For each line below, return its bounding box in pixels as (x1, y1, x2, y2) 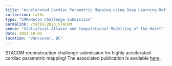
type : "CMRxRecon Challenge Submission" (5, 17, 93, 22)
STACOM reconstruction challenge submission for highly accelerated (5, 49, 151, 56)
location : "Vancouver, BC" (5, 36, 63, 41)
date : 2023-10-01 (5, 31, 42, 36)
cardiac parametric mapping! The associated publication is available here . (5, 55, 161, 61)
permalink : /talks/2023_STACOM (5, 21, 72, 27)
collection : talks (5, 12, 45, 17)
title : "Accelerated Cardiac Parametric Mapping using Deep (5, 7, 137, 13)
